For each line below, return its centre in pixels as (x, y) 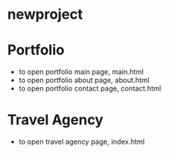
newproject (45, 14)
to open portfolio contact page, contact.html (90, 88)
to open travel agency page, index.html (82, 141)
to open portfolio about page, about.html (84, 81)
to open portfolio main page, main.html (81, 72)
